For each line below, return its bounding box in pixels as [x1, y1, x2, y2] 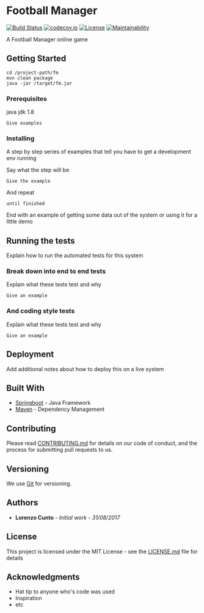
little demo [6, 218, 33, 225]
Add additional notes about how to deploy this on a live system [6, 365, 164, 372]
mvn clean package [6, 74, 53, 81]
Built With [6, 383, 45, 393]
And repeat [6, 189, 35, 196]
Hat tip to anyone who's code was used [15, 588, 115, 595]
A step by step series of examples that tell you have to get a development [6, 148, 191, 156]
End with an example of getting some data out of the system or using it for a [6, 211, 197, 219]
